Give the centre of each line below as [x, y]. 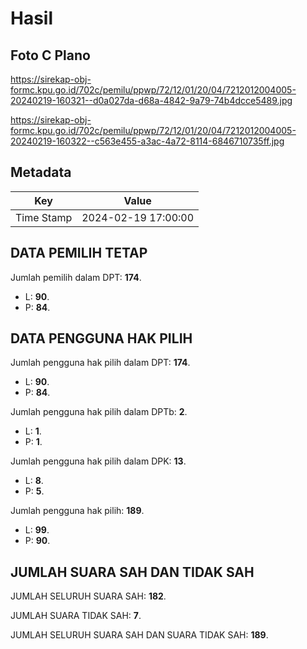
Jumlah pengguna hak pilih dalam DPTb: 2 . [99, 412]
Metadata [41, 172]
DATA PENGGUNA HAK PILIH [101, 338]
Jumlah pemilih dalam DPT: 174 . [76, 277]
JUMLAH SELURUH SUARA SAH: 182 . [88, 596]
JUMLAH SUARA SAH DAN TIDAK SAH [132, 572]
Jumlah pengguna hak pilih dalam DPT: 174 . [100, 363]
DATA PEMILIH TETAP [79, 253]
